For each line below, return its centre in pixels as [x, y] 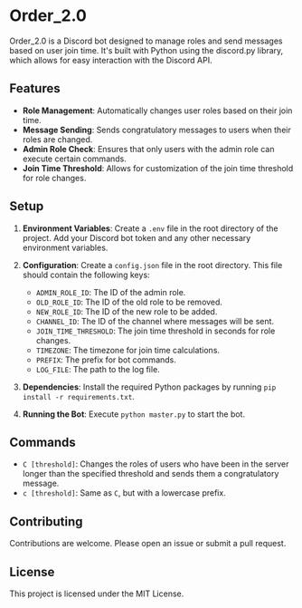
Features [35, 88]
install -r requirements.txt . [79, 396]
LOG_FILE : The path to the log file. [98, 369]
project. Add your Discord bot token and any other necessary [137, 237]
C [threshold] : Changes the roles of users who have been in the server [156, 464]
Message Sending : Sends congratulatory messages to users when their [156, 130]
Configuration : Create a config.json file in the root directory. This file [152, 265]
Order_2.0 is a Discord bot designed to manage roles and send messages [146, 41]
